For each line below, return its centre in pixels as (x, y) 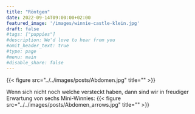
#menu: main (21, 57)
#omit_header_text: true (38, 46)
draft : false (23, 29)
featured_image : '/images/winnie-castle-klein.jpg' (73, 23)
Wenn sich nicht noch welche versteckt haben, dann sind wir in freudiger (98, 92)
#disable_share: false (35, 62)
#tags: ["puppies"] (31, 35)
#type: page (21, 52)
